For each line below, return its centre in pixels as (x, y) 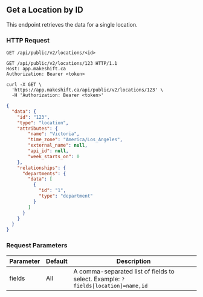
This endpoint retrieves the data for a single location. (72, 24)
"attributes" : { (38, 128)
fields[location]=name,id (111, 285)
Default (56, 261)
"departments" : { (44, 173)
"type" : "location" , (43, 123)
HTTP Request (28, 40)
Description (134, 261)
